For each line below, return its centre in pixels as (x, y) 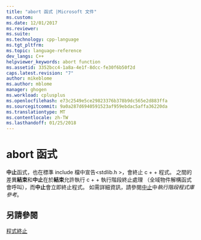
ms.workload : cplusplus (36, 95)
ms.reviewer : (22, 28)
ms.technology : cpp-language (43, 40)
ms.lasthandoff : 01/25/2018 (41, 123)
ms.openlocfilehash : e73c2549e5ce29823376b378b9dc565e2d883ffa (87, 101)
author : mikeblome (29, 78)
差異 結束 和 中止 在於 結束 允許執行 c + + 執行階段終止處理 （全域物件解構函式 (99, 180)
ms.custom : (20, 17)
